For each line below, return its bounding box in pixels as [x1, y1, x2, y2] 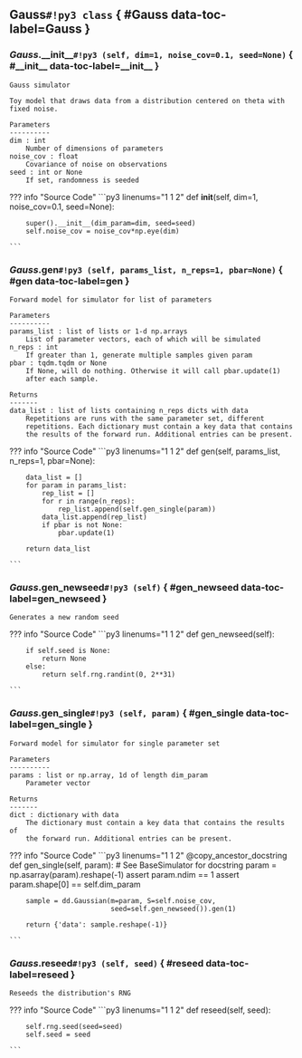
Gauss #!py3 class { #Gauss [9, 7, 169, 23]
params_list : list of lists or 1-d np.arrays [9, 326, 188, 336]
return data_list [25, 543, 91, 553]
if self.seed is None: [25, 647, 111, 656]
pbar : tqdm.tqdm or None [9, 358, 107, 368]
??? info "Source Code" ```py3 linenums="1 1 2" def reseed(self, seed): [9, 1005, 271, 1015]
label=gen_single [9, 718, 87, 731]
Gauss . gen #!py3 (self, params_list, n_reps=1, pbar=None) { [9, 263, 283, 275]
